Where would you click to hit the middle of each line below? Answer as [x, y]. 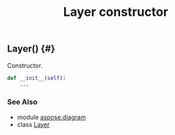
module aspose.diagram [51, 117]
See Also [22, 102]
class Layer [33, 124]
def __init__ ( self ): [37, 78]
